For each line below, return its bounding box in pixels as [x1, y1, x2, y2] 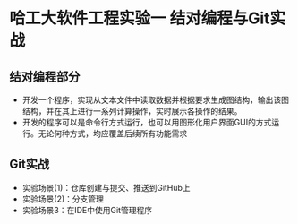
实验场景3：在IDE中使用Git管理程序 [21, 204, 153, 215]
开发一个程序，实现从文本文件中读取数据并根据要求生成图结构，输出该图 [21, 95, 289, 105]
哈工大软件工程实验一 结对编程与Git [9, 8, 270, 29]
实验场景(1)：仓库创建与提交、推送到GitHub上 [21, 182, 191, 193]
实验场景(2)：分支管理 [21, 194, 105, 204]
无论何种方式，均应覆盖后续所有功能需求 [38, 128, 188, 139]
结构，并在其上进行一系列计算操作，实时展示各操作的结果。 [21, 106, 243, 116]
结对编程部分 [9, 69, 81, 84]
